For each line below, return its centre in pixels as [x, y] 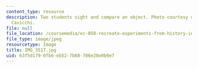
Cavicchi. [23, 22]
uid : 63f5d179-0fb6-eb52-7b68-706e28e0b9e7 [60, 56]
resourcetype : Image [32, 45]
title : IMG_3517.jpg [32, 50]
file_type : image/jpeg [34, 39]
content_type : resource [35, 12]
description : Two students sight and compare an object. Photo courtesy [97, 17]
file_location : [25, 34]
